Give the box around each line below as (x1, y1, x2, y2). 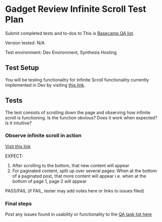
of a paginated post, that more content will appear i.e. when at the (12, 173, 146, 179)
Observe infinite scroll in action (5, 132, 82, 139)
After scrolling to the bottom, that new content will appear (12, 162, 130, 168)
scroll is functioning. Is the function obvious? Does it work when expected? (5, 114, 158, 120)
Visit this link (5, 143, 31, 149)
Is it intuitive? (5, 120, 32, 126)
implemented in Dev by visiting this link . (5, 82, 86, 88)
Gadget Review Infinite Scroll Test (5, 3, 146, 15)
